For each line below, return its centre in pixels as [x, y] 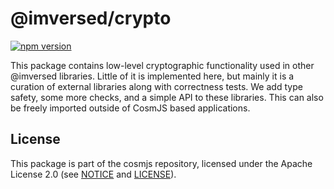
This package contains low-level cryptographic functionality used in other [162, 65]
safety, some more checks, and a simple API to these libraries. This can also [167, 97]
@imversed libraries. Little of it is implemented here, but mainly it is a [152, 76]
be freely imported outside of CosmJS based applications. [130, 108]
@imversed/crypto [91, 18]
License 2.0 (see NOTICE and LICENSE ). [93, 174]
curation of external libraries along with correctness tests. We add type [156, 86]
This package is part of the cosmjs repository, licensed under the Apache [161, 163]
